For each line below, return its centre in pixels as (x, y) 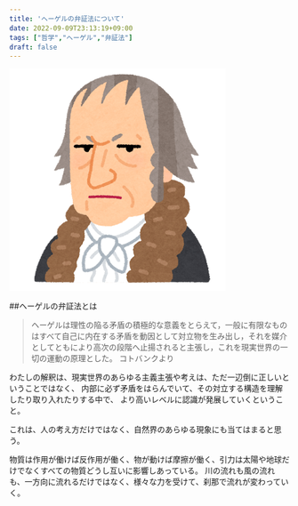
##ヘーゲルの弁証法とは (53, 306)
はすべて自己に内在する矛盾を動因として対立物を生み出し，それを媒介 (159, 336)
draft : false (33, 47)
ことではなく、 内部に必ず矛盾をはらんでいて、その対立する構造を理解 (153, 389)
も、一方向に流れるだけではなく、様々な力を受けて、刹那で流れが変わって (145, 482)
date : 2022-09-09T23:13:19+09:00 (71, 28)
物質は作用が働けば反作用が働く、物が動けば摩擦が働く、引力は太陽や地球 (145, 460)
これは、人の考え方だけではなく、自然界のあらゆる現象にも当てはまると (141, 430)
